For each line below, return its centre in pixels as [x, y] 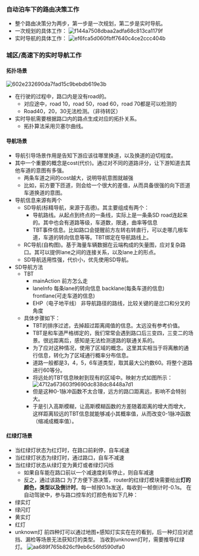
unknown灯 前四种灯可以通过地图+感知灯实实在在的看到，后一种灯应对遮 [104, 532]
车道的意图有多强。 [43, 170]
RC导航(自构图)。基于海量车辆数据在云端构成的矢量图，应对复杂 [102, 245]
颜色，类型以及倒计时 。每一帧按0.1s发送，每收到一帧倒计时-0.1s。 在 [108, 487]
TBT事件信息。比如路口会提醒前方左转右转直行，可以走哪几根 [108, 230]
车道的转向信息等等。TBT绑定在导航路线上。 [97, 237]
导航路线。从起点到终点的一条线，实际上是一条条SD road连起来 [110, 215]
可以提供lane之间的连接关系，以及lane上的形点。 [99, 252]
